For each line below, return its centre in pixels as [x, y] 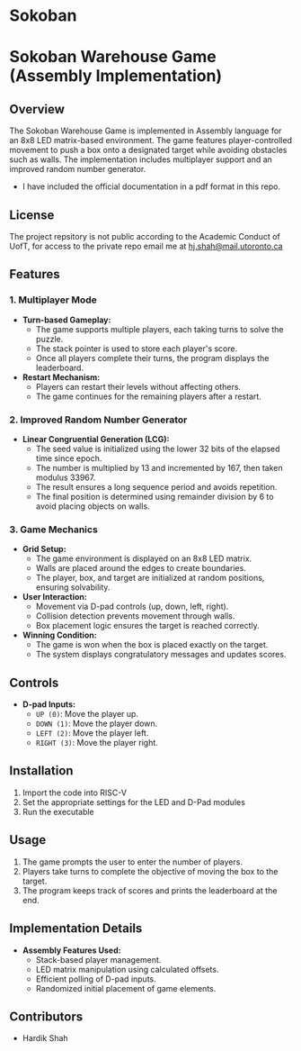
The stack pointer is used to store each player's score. [137, 349]
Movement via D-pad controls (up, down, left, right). [132, 607]
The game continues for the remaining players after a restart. [149, 396]
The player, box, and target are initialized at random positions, [150, 578]
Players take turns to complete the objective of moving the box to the [150, 871]
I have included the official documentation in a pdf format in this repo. [151, 186]
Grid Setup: [44, 549]
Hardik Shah [45, 1038]
